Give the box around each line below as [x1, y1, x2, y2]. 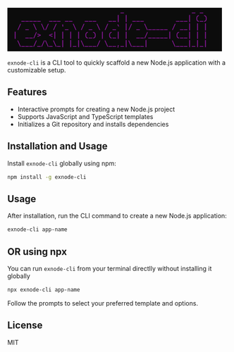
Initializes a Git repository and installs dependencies [17, 120, 169, 128]
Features [7, 86, 47, 99]
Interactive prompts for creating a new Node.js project [17, 105, 175, 113]
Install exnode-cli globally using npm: [7, 159, 116, 168]
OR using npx [7, 246, 67, 258]
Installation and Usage [7, 140, 108, 152]
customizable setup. [7, 66, 66, 74]
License [7, 320, 43, 332]
